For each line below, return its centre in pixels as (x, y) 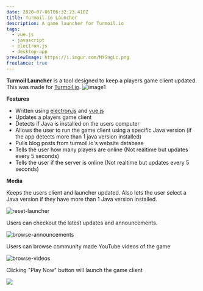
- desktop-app (30, 52)
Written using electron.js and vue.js (59, 110)
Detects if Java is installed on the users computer (77, 123)
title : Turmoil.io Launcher (42, 18)
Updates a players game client (53, 117)
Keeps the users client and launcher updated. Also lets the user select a (97, 192)
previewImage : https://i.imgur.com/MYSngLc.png (68, 57)
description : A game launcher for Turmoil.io (65, 23)
